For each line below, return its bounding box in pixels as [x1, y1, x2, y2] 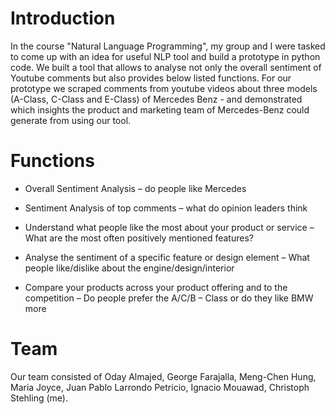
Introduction [10, 7, 116, 30]
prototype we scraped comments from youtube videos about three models [10, 82, 318, 94]
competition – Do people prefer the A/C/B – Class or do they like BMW [24, 292, 314, 304]
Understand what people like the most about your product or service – [24, 221, 315, 233]
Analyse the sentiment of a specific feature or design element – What [24, 251, 310, 263]
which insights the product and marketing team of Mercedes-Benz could [10, 103, 310, 116]
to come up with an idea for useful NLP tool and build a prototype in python [10, 50, 321, 62]
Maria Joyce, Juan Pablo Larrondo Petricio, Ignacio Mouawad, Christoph [10, 381, 310, 393]
